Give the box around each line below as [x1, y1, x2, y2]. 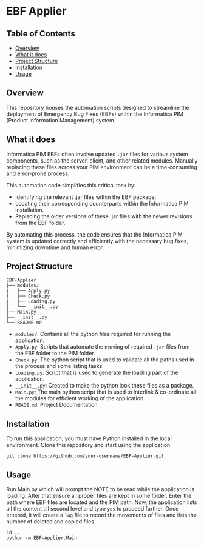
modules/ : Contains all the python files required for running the [15, 331, 171, 338]
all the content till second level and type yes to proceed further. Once [6, 505, 179, 512]
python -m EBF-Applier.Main [6, 535, 78, 541]
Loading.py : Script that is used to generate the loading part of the [15, 369, 178, 377]
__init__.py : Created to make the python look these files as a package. [15, 382, 194, 389]
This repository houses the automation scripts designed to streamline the [6, 104, 189, 111]
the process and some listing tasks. [15, 363, 104, 370]
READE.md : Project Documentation [15, 401, 98, 409]
